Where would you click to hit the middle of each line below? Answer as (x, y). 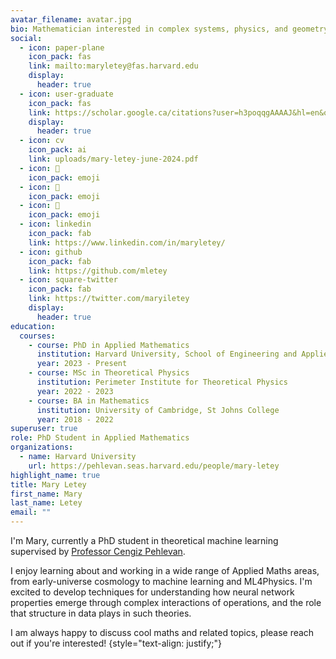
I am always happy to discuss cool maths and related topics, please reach (162, 632)
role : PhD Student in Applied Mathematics (100, 438)
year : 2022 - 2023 (75, 391)
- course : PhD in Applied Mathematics (109, 345)
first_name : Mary (46, 494)
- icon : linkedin (55, 224)
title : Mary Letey (48, 484)
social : (26, 38)
